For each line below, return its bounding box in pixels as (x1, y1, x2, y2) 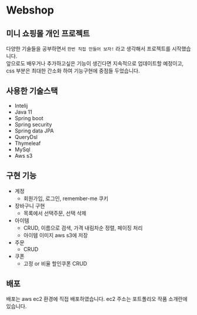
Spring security (14, 121, 52, 128)
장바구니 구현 (14, 202, 45, 209)
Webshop (6, 4, 54, 17)
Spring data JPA (14, 127, 54, 134)
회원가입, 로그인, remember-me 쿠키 (23, 195, 109, 202)
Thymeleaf (14, 140, 41, 147)
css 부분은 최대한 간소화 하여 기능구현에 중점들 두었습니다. (6, 67, 140, 74)
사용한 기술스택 (6, 86, 58, 96)
